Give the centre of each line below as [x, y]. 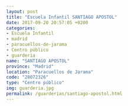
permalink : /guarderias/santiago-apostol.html [64, 94]
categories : [21, 28]
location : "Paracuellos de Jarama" [50, 72]
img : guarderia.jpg [30, 88]
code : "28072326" [27, 77]
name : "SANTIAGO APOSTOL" [38, 61]
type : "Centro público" [35, 83]
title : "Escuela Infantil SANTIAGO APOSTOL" [62, 17]
